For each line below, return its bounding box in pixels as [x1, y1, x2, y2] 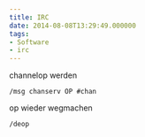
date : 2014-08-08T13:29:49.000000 [9, 21, 137, 30]
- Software [9, 37, 50, 47]
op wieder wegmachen [9, 103, 93, 113]
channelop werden [9, 70, 78, 80]
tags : [9, 29, 29, 38]
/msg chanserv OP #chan [9, 88, 97, 96]
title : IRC [9, 12, 50, 22]
